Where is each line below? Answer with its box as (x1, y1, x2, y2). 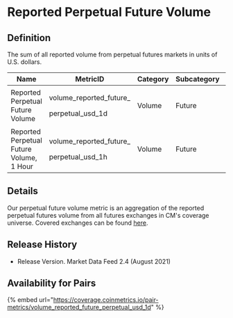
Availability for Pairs (7, 278, 96, 289)
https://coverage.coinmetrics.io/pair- (53, 296, 159, 304)
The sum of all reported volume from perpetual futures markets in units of (7, 50, 218, 58)
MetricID (75, 74, 105, 84)
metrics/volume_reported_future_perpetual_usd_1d (7, 303, 151, 312)
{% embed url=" (7, 296, 54, 304)
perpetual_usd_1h (49, 152, 107, 161)
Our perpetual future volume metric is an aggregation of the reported (7, 203, 205, 212)
